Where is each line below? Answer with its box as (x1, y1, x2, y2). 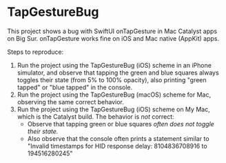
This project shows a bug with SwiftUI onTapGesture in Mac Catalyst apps (7, 27, 218, 35)
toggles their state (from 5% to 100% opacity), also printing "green (17, 75, 207, 84)
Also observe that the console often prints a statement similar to (27, 134, 209, 142)
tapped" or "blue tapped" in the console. (17, 83, 133, 91)
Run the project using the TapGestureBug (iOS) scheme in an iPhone (17, 61, 212, 69)
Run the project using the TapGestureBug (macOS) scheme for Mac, (17, 90, 212, 99)
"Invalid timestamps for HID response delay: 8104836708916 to (27, 142, 208, 150)
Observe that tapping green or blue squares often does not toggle (27, 119, 215, 128)
